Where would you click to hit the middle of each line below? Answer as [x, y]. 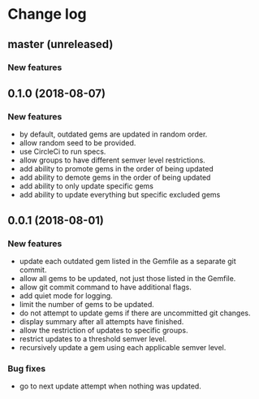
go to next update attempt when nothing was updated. [110, 386]
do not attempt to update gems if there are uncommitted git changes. [135, 313]
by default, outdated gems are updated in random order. [113, 134]
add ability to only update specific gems [86, 186]
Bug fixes [27, 368]
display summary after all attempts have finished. [101, 321]
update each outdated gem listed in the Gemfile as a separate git [127, 261]
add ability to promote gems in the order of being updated [117, 169]
